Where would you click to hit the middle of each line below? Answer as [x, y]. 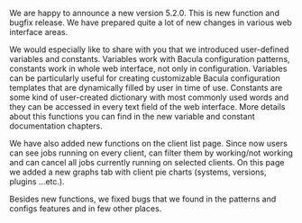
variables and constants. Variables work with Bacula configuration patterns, [150, 59]
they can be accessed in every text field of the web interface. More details [147, 107]
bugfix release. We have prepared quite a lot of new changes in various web [151, 22]
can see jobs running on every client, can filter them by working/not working [151, 153]
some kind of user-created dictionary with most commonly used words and [149, 97]
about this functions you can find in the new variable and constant [132, 116]
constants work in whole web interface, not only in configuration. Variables [148, 68]
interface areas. [39, 32]
